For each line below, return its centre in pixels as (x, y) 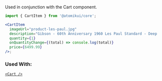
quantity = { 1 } (23, 38)
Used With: (19, 64)
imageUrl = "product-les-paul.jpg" (43, 29)
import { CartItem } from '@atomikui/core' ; (51, 16)
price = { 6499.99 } (26, 47)
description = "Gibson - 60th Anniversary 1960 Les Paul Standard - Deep (83, 33)
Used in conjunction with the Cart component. (51, 7)
